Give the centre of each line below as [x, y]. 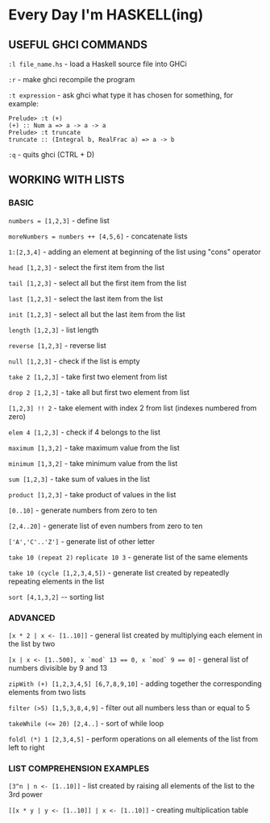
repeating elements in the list [56, 581]
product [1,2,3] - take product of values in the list [92, 494]
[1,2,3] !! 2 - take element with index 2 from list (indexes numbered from [133, 408]
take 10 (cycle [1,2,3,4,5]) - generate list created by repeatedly [119, 572]
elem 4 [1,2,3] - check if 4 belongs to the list [85, 432]
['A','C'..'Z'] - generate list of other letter [82, 541]
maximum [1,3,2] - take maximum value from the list [94, 447]
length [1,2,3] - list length [54, 330]
